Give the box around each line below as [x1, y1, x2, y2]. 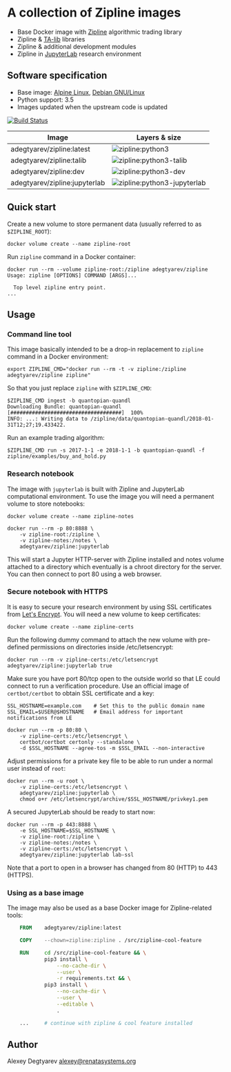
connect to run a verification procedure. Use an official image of [7, 682, 190, 690]
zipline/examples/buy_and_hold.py [7, 453, 107, 460]
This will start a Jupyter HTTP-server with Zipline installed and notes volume [7, 555, 224, 564]
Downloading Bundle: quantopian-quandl [7, 403, 122, 410]
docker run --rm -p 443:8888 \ [7, 821, 97, 828]
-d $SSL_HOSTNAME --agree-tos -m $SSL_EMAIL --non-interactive [19, 745, 205, 752]
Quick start [7, 202, 57, 213]
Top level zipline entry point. [13, 284, 107, 291]
